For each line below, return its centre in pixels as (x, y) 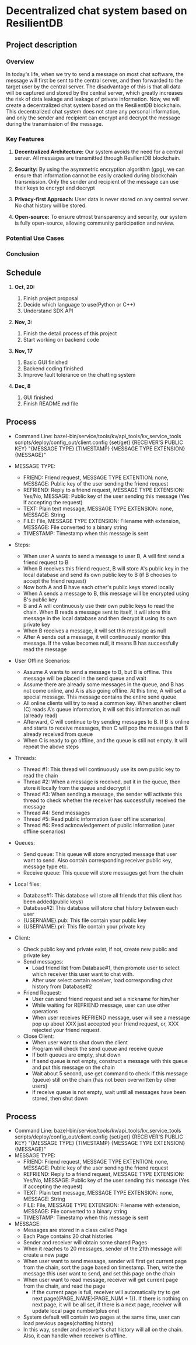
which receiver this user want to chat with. (83, 974)
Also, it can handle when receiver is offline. (75, 1336)
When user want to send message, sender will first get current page (105, 1261)
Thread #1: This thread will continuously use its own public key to (101, 769)
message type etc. (45, 866)
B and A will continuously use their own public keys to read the (99, 606)
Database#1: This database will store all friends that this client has (102, 895)
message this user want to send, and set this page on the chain (99, 1274)
